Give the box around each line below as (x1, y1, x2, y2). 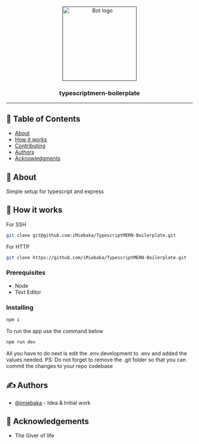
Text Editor (14, 288, 41, 295)
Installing (6, 303, 34, 311)
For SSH (6, 221, 27, 228)
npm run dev (6, 339, 36, 345)
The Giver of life (14, 432, 54, 439)
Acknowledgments (14, 155, 61, 162)
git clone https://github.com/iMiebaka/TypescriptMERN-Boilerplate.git (6, 254, 187, 260)
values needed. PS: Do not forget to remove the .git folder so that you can (6, 356, 187, 363)
